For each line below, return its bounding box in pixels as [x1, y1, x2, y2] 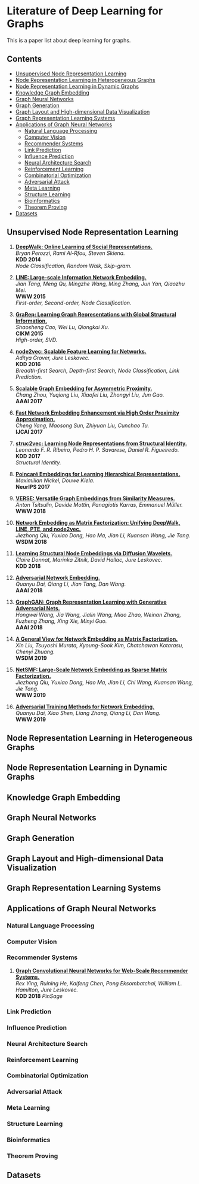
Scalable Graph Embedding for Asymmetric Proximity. [15, 385, 153, 392]
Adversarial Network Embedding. [15, 574, 101, 581]
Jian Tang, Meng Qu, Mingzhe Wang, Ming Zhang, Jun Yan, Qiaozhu [15, 280, 185, 287]
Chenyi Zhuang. [15, 648, 55, 655]
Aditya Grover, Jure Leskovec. [15, 354, 90, 361]
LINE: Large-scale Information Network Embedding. [15, 273, 147, 281]
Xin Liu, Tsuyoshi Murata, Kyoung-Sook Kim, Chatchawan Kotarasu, [15, 641, 184, 649]
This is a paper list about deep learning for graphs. [7, 36, 131, 44]
